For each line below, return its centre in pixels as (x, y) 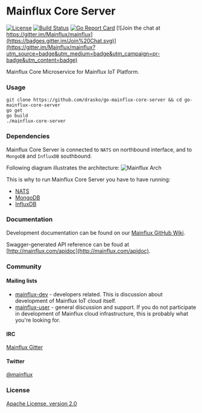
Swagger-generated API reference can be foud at (68, 244)
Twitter (16, 361)
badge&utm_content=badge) (42, 60)
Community (24, 266)
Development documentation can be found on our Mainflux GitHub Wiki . (96, 233)
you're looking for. (38, 320)
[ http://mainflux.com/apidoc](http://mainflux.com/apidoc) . (78, 251)
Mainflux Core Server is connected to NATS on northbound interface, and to (99, 149)
